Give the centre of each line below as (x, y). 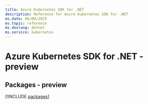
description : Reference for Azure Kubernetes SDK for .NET (67, 14)
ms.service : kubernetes (29, 32)
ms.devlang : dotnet (25, 28)
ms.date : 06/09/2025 (26, 19)
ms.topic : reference (26, 23)
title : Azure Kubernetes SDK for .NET (45, 10)
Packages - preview (36, 85)
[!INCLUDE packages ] (27, 96)
